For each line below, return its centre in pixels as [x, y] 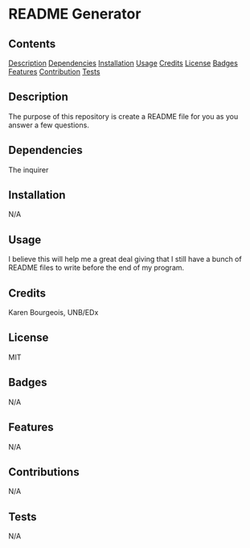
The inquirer [29, 169]
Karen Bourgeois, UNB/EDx [53, 313]
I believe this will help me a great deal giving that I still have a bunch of [125, 259]
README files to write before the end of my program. [96, 268]
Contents [32, 44]
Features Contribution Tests [54, 72]
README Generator [75, 14]
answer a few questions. [49, 125]
